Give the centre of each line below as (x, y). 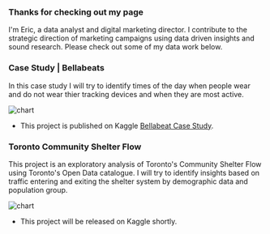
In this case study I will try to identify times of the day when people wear (130, 85)
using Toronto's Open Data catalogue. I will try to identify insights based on (134, 172)
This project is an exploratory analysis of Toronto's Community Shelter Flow (135, 164)
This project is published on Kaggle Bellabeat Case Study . (117, 126)
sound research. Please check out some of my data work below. (116, 47)
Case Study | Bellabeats (57, 68)
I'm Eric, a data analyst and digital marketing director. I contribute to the (128, 30)
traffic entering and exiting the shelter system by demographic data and (129, 181)
